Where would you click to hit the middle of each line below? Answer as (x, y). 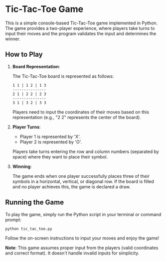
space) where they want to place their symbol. (60, 157)
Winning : (22, 166)
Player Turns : (26, 127)
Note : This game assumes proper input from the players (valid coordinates (82, 248)
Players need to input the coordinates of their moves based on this (81, 112)
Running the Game (34, 202)
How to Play (24, 55)
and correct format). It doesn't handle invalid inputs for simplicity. (72, 253)
